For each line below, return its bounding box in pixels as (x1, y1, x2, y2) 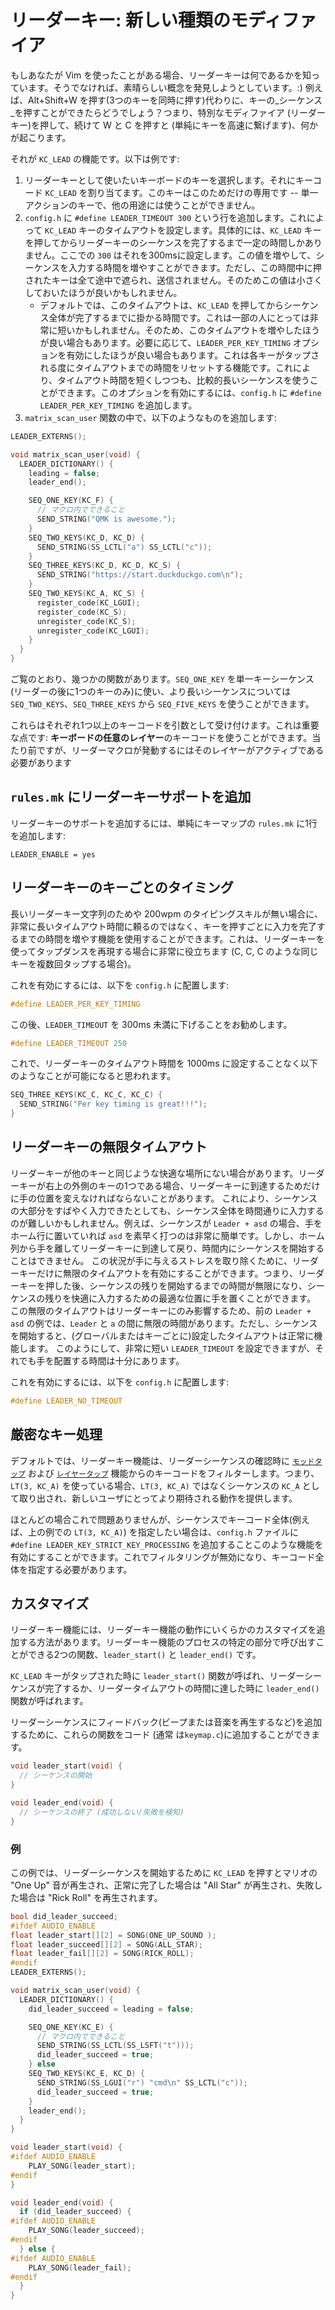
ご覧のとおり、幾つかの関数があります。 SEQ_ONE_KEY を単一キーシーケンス (10, 673, 315, 685)
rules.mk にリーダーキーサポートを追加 (10, 789, 252, 806)
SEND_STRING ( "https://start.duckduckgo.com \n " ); (36, 570, 244, 580)
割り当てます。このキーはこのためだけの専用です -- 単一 (87, 186, 319, 198)
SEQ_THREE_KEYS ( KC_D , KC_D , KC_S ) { (28, 561, 182, 571)
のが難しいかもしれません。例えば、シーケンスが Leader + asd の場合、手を (10, 1217, 323, 1229)
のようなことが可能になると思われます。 (10, 1070, 176, 1082)
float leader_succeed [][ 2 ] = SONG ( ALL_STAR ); (10, 1939, 203, 1950)
